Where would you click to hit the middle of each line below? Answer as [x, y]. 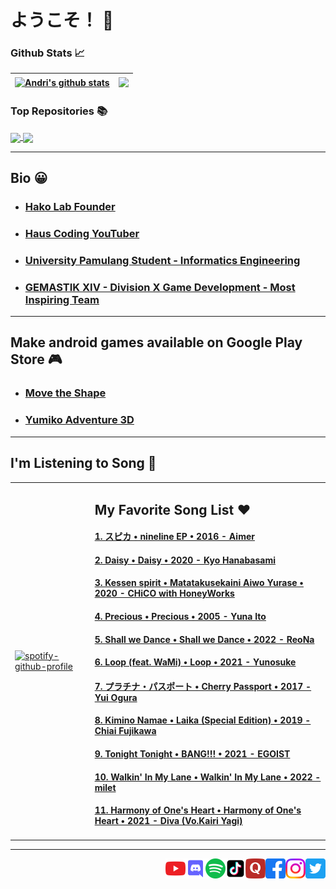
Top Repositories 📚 [59, 111]
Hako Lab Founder [70, 206]
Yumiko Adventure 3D [79, 420]
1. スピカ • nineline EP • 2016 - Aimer [174, 537]
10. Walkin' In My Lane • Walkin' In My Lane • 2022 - [208, 777]
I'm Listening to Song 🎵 [83, 463]
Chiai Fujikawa [125, 731]
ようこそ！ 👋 [62, 20]
